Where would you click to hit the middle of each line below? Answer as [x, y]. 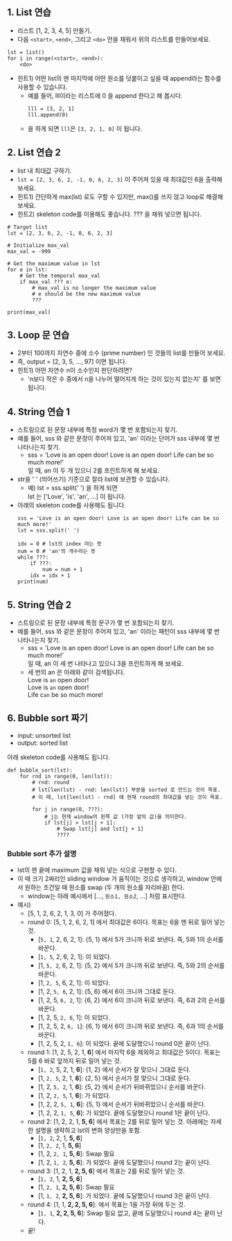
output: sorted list [42, 743]
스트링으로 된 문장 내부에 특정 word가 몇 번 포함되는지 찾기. [97, 430]
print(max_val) [29, 312]
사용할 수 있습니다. [42, 87]
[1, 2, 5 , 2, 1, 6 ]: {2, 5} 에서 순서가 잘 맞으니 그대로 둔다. [114, 1079]
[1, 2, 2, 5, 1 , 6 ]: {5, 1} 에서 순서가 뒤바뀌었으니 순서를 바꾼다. [122, 1104]
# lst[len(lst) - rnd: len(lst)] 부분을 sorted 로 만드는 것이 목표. [126, 790]
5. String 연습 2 [39, 605]
